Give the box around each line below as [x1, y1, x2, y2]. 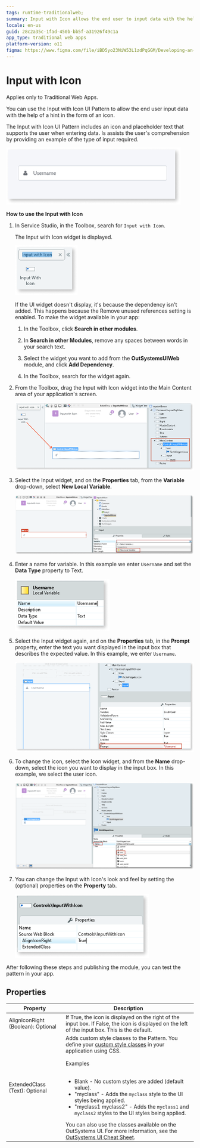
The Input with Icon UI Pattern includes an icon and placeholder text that [6, 123, 184, 130]
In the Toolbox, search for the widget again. [23, 372, 131, 379]
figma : [6, 48, 23, 54]
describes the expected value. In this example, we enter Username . [14, 650, 177, 657]
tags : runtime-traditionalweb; [6, 10, 84, 16]
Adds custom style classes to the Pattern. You [65, 1034, 178, 1041]
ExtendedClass [8, 1081, 46, 1088]
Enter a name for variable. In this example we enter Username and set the [14, 560, 192, 567]
